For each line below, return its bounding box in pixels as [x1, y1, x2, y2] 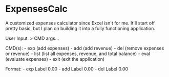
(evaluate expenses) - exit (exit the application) [5, 56, 105, 62]
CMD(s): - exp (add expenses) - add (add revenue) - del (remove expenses [5, 45, 164, 51]
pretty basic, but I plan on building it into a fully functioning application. [5, 25, 155, 31]
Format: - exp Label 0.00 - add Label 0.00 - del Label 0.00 [5, 66, 129, 72]
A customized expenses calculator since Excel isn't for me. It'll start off [5, 20, 155, 26]
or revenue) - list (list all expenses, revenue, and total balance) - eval [5, 50, 150, 57]
